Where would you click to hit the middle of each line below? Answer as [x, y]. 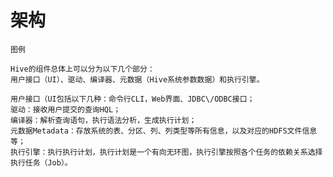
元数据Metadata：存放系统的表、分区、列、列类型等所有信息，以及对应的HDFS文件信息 [164, 131]
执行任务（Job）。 [41, 162]
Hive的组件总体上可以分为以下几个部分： [82, 69]
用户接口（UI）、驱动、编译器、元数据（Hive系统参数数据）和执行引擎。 [137, 79]
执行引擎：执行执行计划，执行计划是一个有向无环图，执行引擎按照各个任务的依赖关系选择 [166, 152]
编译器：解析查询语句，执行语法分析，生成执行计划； [103, 120]
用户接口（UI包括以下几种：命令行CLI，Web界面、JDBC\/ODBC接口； [132, 99]
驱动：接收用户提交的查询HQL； [66, 109]
